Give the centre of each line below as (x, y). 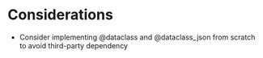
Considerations (61, 15)
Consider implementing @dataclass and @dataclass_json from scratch (137, 37)
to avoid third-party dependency (74, 45)
